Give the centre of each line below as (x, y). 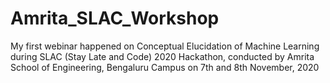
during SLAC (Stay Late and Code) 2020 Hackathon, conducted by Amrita (162, 56)
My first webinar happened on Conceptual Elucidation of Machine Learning (165, 46)
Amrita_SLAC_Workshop (115, 18)
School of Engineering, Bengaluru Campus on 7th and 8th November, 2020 (165, 67)
